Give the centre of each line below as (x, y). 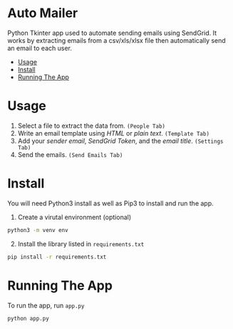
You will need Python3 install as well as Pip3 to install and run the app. (110, 203)
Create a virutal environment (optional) (74, 217)
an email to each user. (40, 48)
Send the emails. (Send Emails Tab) (70, 154)
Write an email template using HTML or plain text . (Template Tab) (114, 133)
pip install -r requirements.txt (57, 257)
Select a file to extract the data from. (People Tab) (92, 126)
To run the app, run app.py (46, 305)
